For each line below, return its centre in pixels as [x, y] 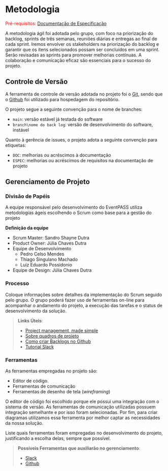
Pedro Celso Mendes [42, 254]
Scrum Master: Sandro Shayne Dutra [51, 238]
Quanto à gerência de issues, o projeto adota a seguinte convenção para [81, 140]
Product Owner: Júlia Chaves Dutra [49, 243]
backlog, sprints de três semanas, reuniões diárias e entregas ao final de [81, 39]
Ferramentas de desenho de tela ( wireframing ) [61, 392]
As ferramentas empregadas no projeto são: [52, 371]
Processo [17, 283]
